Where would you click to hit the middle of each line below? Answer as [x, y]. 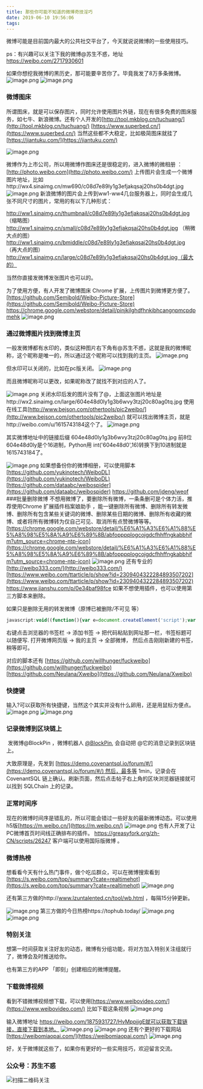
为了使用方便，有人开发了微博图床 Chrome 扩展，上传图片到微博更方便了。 [100, 290]
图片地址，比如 [25, 179]
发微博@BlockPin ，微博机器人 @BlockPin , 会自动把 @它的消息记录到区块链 [101, 743]
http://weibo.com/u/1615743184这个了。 [56, 424]
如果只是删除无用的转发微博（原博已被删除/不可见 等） [74, 609]
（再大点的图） [25, 249]
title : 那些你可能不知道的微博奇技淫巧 [50, 12]
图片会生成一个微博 [169, 172]
